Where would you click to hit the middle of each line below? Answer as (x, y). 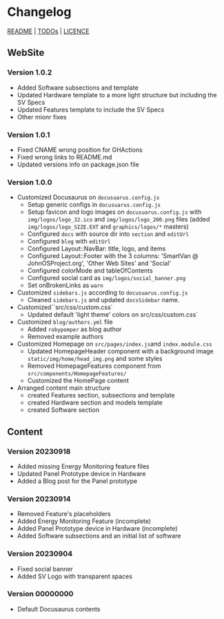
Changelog (39, 12)
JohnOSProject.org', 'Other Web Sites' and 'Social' (99, 264)
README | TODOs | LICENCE (48, 31)
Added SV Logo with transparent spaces (75, 576)
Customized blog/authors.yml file (65, 322)
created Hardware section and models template (95, 403)
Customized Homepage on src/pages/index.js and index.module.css (114, 344)
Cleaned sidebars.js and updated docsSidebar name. (103, 300)
